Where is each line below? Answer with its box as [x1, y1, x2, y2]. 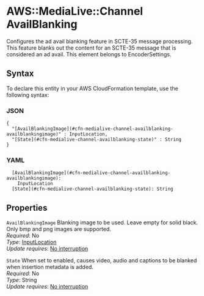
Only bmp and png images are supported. [6, 226, 112, 233]
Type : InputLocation [6, 238, 57, 246]
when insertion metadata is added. [6, 264, 93, 271]
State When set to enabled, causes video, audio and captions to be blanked [6, 257, 197, 264]
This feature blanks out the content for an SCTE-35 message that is [6, 44, 177, 51]
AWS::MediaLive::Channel [6, 4, 144, 18]
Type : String [6, 276, 37, 284]
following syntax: [6, 91, 49, 99]
